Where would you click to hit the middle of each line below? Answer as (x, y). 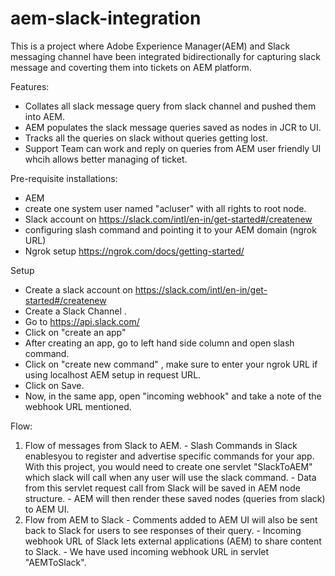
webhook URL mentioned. (78, 406)
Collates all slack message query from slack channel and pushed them (170, 106)
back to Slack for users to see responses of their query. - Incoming (163, 530)
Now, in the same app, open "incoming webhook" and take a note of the (173, 396)
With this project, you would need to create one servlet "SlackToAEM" (168, 466)
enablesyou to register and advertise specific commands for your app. (169, 456)
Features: (30, 86)
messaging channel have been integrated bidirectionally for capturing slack (165, 56)
